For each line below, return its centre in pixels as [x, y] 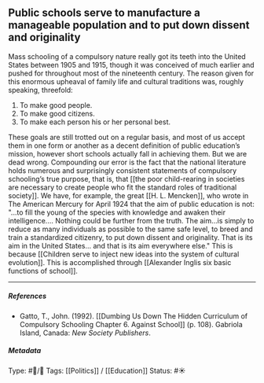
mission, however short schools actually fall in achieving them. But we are [128, 153]
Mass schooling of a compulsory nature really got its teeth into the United [127, 56]
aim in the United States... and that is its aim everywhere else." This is [121, 245]
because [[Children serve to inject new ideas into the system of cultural [124, 254]
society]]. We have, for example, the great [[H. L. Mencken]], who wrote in [128, 195]
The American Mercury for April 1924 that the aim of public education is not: [132, 204]
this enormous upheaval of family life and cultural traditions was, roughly [126, 81]
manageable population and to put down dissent [129, 26]
